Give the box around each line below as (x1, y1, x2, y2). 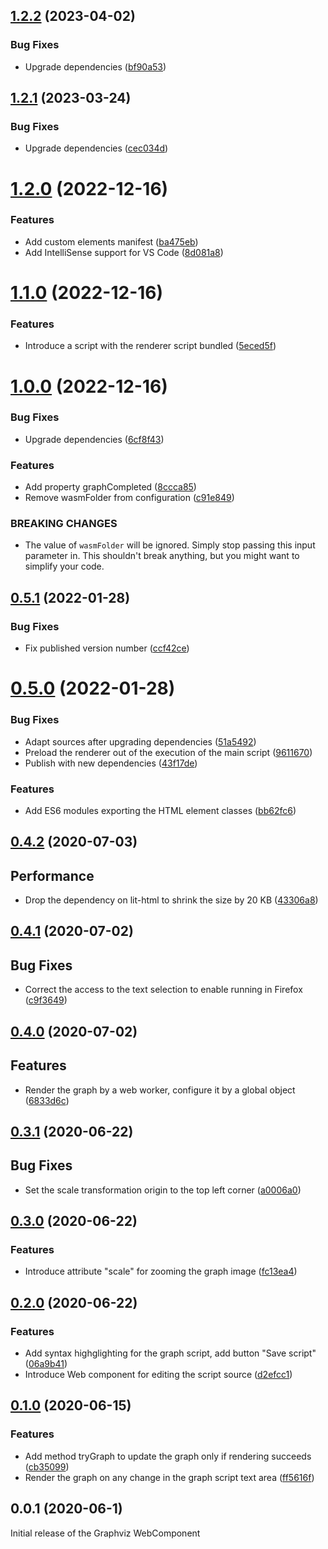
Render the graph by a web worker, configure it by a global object (24, 1084, 296, 1096)
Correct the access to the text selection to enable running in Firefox (24, 984, 303, 996)
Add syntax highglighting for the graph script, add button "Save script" (24, 1347, 317, 1359)
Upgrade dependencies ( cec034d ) (24, 142, 169, 154)
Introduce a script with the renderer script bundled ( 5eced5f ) (24, 340, 277, 352)
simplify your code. (24, 560, 105, 573)
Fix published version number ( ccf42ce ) (24, 642, 190, 654)
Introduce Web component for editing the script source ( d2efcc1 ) (24, 1369, 293, 1381)
